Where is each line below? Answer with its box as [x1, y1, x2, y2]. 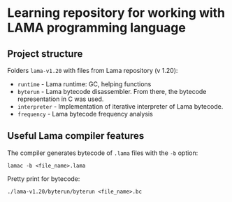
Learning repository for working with [7, 5, 226, 21]
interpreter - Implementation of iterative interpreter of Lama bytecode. [17, 102, 224, 110]
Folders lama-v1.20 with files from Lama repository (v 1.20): [7, 67, 178, 74]
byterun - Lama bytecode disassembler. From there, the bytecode [17, 88, 207, 95]
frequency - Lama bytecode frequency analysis [17, 110, 154, 118]
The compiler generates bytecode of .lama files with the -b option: [7, 149, 198, 157]
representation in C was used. [17, 95, 104, 103]
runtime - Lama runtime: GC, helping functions [17, 80, 152, 88]
